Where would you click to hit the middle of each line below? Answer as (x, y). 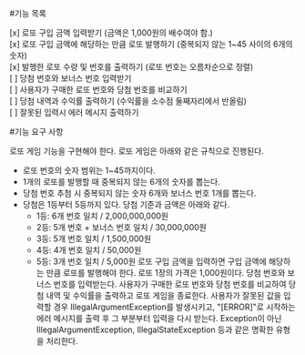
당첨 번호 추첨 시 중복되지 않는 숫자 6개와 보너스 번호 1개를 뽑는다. (139, 193)
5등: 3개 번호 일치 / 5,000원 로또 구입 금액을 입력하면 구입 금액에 (151, 261)
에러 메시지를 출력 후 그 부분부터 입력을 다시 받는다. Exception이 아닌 (159, 318)
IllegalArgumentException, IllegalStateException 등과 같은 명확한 (155, 330)
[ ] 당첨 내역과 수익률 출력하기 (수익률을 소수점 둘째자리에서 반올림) (128, 101)
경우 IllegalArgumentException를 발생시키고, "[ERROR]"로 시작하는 (174, 307)
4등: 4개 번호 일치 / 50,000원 (89, 250)
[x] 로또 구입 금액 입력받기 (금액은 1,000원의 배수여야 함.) (112, 33)
